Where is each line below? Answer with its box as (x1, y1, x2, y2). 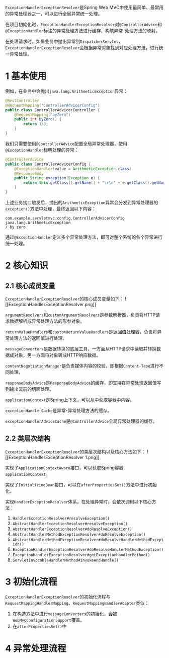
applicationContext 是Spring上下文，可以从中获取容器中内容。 (5, 397, 135, 403)
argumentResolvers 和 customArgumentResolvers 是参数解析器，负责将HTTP (5, 312, 156, 318)
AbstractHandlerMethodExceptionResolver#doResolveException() (12, 532, 146, 537)
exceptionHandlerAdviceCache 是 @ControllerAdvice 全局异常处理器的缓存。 (5, 418, 157, 424)
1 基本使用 (5, 70, 47, 82)
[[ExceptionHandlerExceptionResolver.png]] (5, 301, 97, 307)
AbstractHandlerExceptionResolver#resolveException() (12, 521, 128, 526)
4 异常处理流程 (5, 642, 66, 654)
